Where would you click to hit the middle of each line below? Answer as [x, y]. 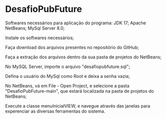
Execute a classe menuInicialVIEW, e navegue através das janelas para [78, 106]
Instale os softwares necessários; [40, 38]
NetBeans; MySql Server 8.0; [35, 28]
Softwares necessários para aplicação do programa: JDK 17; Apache [76, 23]
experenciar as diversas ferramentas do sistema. [55, 111]
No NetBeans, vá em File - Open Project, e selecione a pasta [67, 86]
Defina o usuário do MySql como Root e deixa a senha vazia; [68, 76]
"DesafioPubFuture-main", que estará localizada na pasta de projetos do [80, 91]
